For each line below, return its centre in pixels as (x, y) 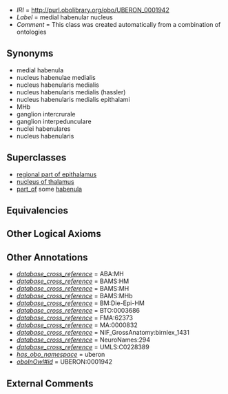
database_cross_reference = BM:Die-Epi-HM (81, 303)
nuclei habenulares (43, 128)
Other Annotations (47, 257)
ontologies (31, 32)
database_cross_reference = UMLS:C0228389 (83, 347)
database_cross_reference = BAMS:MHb (74, 296)
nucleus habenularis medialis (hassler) (71, 92)
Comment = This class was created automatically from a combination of (118, 24)
